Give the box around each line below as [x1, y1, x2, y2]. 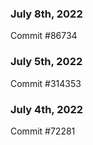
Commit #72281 [10, 125, 76, 137]
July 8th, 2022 [10, 7, 83, 21]
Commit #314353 [10, 77, 82, 89]
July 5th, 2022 [10, 55, 83, 69]
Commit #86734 [10, 30, 78, 42]
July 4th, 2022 [10, 102, 84, 116]
